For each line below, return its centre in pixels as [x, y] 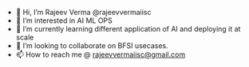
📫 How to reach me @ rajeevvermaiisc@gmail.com [101, 54]
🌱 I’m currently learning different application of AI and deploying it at [128, 29]
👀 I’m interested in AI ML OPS [64, 20]
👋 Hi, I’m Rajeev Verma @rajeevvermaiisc [83, 12]
